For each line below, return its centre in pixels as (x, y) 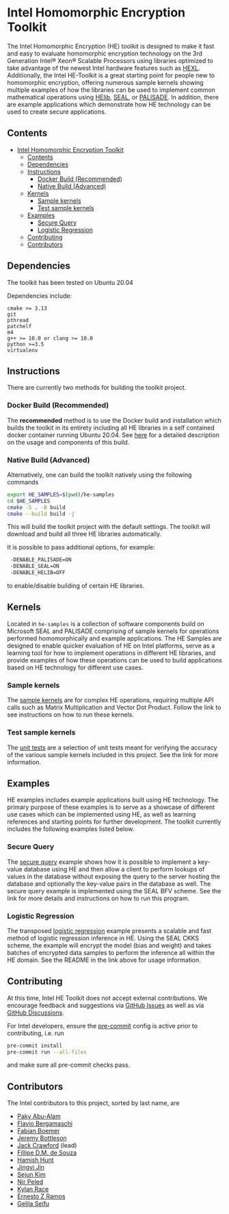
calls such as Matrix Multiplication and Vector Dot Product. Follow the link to (114, 708)
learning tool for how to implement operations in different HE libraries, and (111, 653)
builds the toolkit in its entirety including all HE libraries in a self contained (111, 428)
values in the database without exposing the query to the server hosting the (114, 876)
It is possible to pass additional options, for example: (81, 547)
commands (23, 482)
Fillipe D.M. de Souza (47, 1153)
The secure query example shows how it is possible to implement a (102, 862)
